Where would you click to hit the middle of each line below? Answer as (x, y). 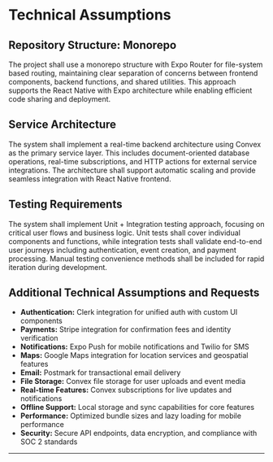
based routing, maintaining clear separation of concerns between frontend (133, 73)
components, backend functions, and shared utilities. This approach (122, 82)
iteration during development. (58, 267)
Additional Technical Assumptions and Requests (134, 293)
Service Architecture (62, 125)
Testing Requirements (65, 205)
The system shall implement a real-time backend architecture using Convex (135, 144)
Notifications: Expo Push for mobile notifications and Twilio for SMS (134, 346)
